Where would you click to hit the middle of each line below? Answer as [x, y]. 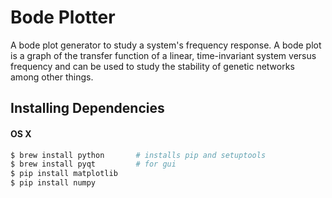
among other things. [52, 77]
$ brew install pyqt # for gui [93, 164]
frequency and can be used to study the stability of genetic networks [152, 66]
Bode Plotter [63, 17]
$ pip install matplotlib [64, 174]
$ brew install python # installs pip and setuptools [138, 155]
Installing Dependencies [87, 108]
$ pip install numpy [53, 183]
